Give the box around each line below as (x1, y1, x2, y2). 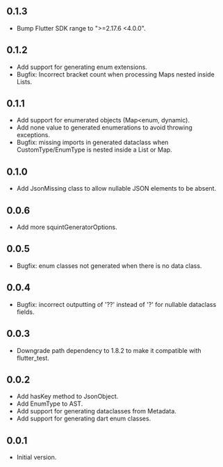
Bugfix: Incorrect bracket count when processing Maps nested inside (16, 70, 215, 79)
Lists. (16, 77, 33, 86)
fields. (16, 308, 35, 316)
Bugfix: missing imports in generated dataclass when (16, 138, 169, 147)
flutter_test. (16, 354, 50, 362)
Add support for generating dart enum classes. (16, 414, 151, 423)
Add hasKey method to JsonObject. (16, 393, 119, 401)
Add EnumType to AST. (16, 399, 83, 408)
